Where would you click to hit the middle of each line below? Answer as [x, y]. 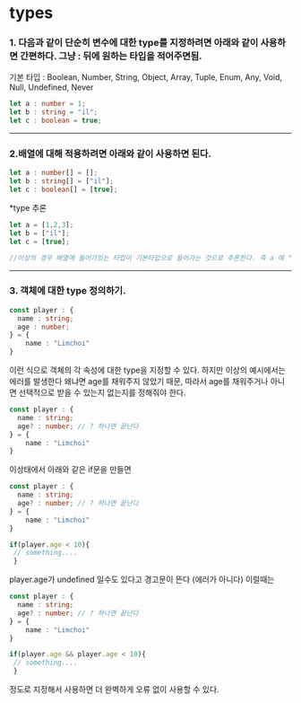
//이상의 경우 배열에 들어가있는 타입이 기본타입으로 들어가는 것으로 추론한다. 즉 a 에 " [151, 258]
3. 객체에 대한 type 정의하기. [68, 291]
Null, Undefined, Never [52, 87]
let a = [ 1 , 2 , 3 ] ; [42, 225]
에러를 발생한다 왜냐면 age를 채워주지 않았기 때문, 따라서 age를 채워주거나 [139, 382]
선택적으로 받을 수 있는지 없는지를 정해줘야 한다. [102, 392]
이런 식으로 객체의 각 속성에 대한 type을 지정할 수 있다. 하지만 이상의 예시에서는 [147, 370]
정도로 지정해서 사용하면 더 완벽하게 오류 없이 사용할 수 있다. [114, 690]
